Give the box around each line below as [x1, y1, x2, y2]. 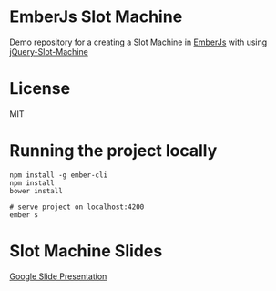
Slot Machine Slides [9, 241, 163, 261]
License [9, 78, 71, 99]
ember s [9, 210, 39, 220]
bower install [9, 186, 64, 195]
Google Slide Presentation [9, 271, 107, 282]
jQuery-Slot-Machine [9, 46, 88, 57]
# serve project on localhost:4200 [9, 203, 145, 212]
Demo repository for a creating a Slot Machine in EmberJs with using [9, 36, 268, 47]
